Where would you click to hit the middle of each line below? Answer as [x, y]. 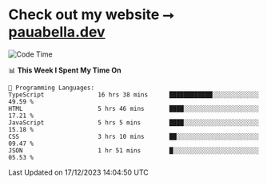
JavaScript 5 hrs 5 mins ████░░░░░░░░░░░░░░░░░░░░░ [134, 122]
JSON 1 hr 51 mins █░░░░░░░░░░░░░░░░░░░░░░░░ [134, 150]
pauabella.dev [57, 32]
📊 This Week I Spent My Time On [65, 70]
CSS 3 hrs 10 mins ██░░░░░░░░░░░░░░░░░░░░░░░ [134, 136]
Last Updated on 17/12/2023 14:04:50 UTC [79, 172]
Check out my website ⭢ [91, 15]
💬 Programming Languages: [51, 88]
